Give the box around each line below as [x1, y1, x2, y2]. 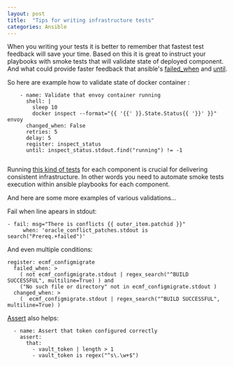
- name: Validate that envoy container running [20, 92, 161, 99]
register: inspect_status [25, 141, 101, 148]
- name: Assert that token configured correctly [13, 328, 158, 335]
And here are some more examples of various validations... [7, 194, 177, 202]
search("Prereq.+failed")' [7, 233, 86, 240]
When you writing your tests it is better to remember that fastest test [7, 43, 204, 51]
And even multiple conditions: [7, 246, 93, 254]
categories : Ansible [7, 23, 68, 30]
